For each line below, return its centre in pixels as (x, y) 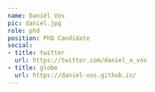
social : (20, 46)
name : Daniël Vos (36, 16)
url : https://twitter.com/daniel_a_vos (81, 61)
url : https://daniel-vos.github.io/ (76, 75)
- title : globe (33, 68)
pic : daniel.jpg (34, 23)
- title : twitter (36, 53)
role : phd (24, 30)
